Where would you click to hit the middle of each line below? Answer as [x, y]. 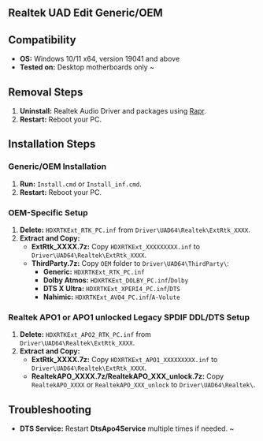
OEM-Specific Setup [48, 212]
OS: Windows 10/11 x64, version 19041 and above [100, 59]
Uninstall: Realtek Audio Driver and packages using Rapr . [113, 111]
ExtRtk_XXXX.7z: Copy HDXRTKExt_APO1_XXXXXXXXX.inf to [124, 360]
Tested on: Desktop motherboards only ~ [87, 67]
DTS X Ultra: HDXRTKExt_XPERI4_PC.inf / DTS [112, 288]
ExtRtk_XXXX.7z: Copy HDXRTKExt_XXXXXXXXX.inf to [116, 247]
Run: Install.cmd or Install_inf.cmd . [80, 184]
